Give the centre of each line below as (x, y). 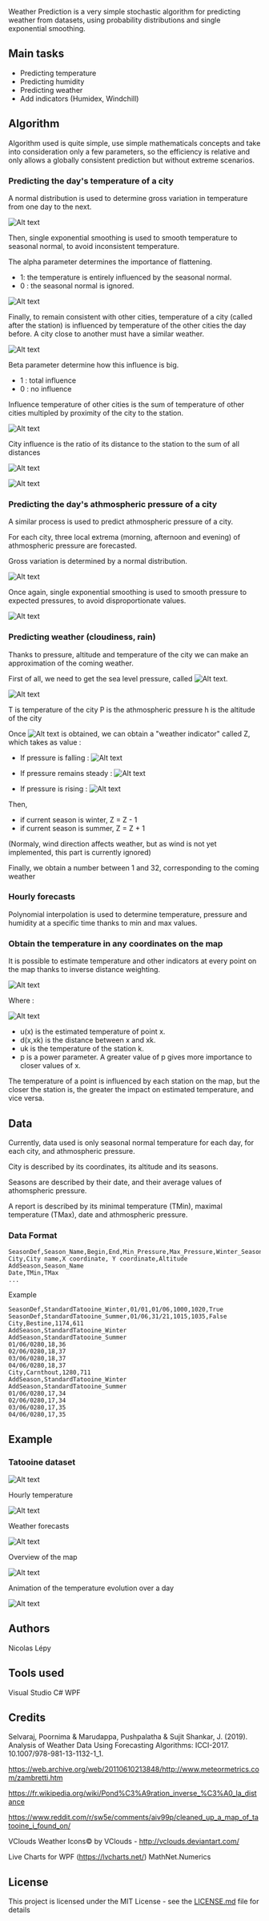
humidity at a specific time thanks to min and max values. (103, 922)
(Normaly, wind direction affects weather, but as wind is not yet (113, 843)
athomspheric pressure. (48, 1190)
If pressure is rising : (54, 789)
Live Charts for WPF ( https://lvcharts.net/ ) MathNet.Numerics (110, 1857)
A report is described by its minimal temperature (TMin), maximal (115, 1206)
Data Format (33, 1235)
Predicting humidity (52, 81)
